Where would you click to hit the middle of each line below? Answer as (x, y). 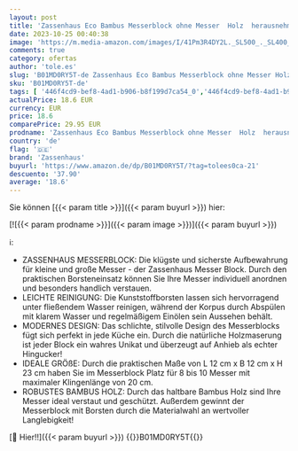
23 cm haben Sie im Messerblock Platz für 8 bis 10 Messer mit (136, 373)
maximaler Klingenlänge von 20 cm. (87, 383)
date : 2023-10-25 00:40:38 (59, 34)
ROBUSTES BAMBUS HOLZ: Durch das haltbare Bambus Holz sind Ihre (151, 392)
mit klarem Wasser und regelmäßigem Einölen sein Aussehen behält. (147, 316)
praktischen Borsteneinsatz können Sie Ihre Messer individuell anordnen (154, 279)
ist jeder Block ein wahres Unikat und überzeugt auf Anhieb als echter (150, 345)
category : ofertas (43, 58)
